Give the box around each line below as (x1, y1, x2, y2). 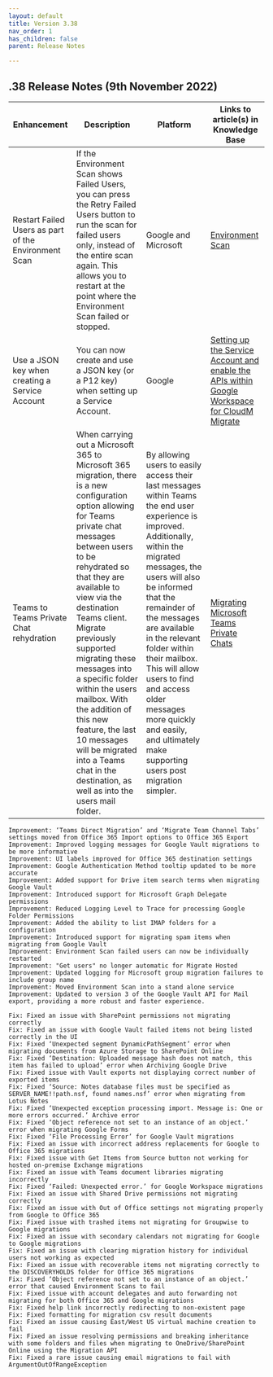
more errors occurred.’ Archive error (8, 1111, 140, 1120)
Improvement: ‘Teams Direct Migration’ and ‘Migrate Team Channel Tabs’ (8, 826, 260, 835)
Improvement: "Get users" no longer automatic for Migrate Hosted (8, 962, 238, 970)
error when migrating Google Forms (8, 1125, 129, 1134)
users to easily (145, 459, 201, 471)
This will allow (145, 663, 200, 674)
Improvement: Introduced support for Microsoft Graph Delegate (8, 890, 227, 898)
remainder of (145, 602, 196, 613)
